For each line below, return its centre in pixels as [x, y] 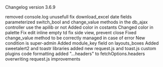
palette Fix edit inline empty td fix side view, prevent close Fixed [71, 33]
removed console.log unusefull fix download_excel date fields [69, 17]
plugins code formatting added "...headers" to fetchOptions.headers [75, 54]
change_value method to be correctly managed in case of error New [75, 38]
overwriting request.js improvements [43, 59]
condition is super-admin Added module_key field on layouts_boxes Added [82, 43]
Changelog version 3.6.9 [30, 7]
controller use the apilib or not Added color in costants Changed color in [79, 27]
